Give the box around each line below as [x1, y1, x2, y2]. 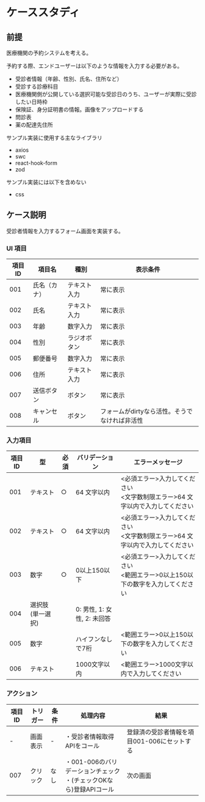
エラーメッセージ [134, 458, 183, 467]
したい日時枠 [15, 98, 48, 105]
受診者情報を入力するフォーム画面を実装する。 [6, 227, 124, 234]
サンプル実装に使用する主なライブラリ [6, 134, 103, 141]
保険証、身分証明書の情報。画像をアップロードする [15, 106, 144, 113]
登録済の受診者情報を [126, 727, 188, 736]
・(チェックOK [65, 776, 107, 784]
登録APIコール [73, 785, 115, 793]
